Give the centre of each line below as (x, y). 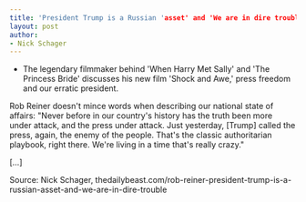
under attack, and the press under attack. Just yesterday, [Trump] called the (153, 126)
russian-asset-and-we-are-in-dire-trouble (88, 190)
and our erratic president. (71, 88)
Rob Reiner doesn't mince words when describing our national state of (142, 106)
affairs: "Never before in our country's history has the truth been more (141, 116)
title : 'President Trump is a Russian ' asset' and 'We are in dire (140, 18)
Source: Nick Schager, (51, 180)
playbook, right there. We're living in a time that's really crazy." (127, 145)
